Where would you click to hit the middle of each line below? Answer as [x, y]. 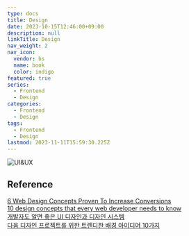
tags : [15, 123]
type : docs [23, 14]
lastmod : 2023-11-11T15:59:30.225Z [59, 143]
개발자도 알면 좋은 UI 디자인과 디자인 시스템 [66, 217]
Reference [30, 184]
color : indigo [34, 71]
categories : [24, 104]
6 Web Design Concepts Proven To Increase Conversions [89, 201]
